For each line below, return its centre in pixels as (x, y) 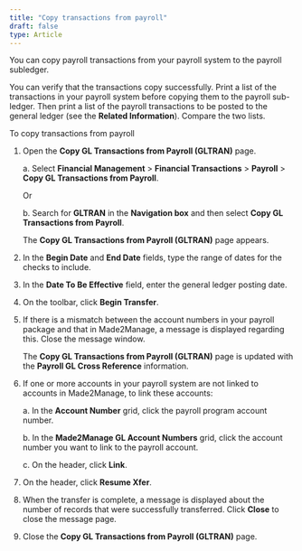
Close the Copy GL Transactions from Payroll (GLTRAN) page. (140, 537)
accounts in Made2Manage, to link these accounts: (118, 393)
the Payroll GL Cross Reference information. (105, 366)
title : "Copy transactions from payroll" (89, 18)
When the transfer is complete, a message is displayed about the (143, 500)
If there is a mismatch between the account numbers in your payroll (148, 320)
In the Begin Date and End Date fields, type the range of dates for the (152, 257)
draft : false (34, 26)
